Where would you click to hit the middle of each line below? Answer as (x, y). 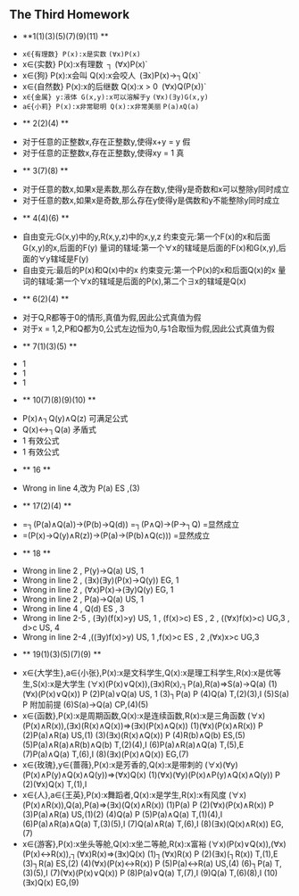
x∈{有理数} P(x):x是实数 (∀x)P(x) (81, 54)
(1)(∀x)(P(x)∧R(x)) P (227, 726)
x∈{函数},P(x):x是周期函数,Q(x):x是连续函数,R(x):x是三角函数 (133, 715)
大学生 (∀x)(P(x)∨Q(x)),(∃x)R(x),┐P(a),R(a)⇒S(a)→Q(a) (164, 684)
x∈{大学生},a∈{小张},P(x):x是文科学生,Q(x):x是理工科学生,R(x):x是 (144, 672)
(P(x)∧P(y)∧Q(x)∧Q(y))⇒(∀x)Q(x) (84, 775)
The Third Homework (70, 15)
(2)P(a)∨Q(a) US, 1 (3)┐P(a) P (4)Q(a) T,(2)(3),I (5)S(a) (189, 693)
